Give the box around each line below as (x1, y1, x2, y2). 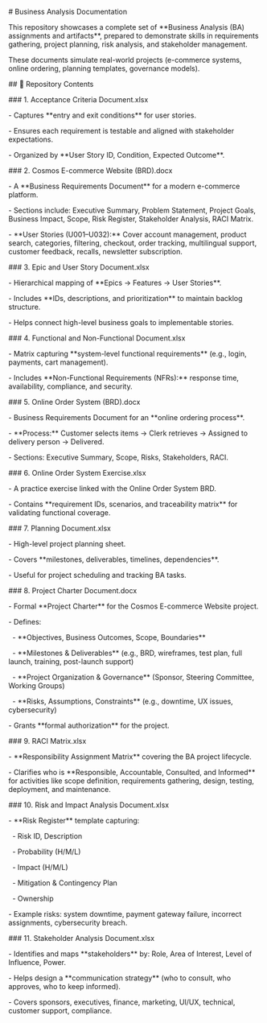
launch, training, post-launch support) (8, 657, 134, 666)
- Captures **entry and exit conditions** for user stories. (8, 110, 197, 120)
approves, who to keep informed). (8, 982, 121, 991)
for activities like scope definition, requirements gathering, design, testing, (8, 776, 255, 786)
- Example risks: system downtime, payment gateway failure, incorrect (8, 910, 242, 918)
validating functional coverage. (8, 508, 111, 518)
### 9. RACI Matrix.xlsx (8, 736, 87, 745)
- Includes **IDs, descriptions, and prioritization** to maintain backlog (8, 294, 243, 303)
